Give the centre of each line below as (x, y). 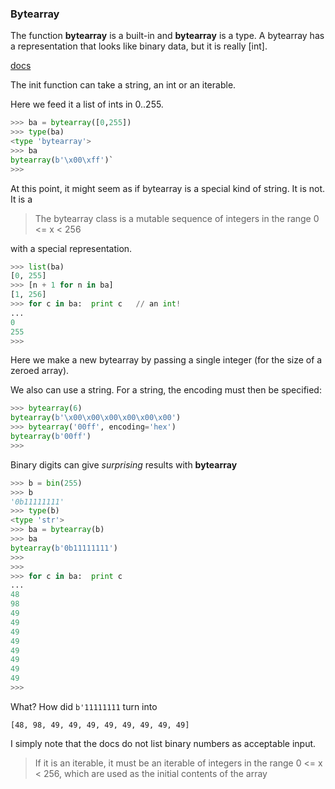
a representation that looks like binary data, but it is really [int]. (139, 46)
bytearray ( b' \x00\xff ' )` (62, 160)
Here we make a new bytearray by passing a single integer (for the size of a (166, 360)
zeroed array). (40, 371)
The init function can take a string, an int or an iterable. (123, 85)
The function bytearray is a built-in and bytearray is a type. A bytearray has (167, 36)
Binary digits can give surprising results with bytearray (124, 464)
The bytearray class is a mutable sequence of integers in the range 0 (177, 218)
